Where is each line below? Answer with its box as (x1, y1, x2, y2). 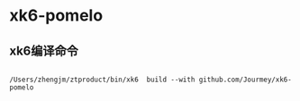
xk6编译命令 (9, 43, 79, 58)
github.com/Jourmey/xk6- (198, 75, 293, 84)
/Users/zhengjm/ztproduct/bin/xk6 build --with (9, 75, 195, 84)
